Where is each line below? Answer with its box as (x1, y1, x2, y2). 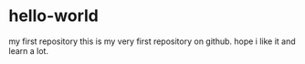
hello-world (8, 5, 100, 27)
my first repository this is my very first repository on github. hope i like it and (8, 36, 296, 47)
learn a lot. (8, 45, 49, 56)
